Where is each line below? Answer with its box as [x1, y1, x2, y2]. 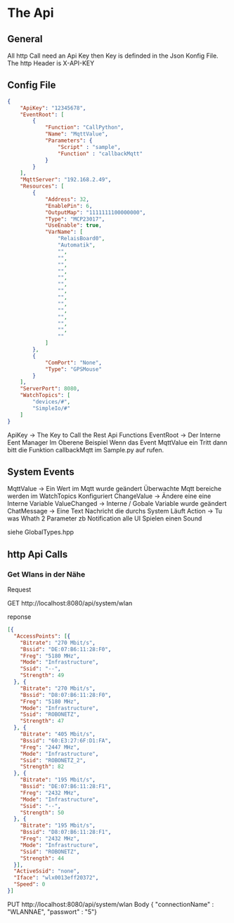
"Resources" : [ [20, 183, 65, 190]
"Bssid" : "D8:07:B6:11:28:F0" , [20, 691, 112, 698]
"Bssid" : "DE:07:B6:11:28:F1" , [20, 783, 112, 790]
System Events [7, 466, 75, 478]
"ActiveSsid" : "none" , [13, 868, 80, 875]
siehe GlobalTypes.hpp [7, 528, 74, 537]
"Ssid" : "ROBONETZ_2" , [20, 757, 86, 764]
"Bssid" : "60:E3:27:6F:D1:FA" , [20, 737, 112, 744]
